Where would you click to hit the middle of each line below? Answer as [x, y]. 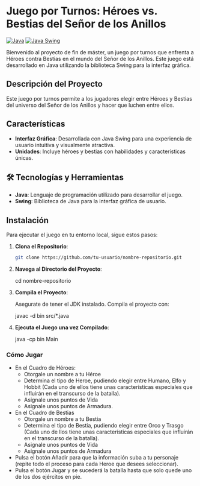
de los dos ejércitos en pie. [48, 477]
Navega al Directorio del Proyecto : [58, 269]
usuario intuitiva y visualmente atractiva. [65, 145]
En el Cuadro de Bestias [44, 413]
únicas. [24, 157]
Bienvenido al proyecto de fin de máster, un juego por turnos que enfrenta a [100, 52]
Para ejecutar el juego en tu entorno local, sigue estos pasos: [82, 235]
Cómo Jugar [25, 355]
